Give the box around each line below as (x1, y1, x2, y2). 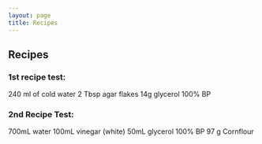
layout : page (8, 11, 51, 20)
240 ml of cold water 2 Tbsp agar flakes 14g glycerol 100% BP (8, 90, 211, 99)
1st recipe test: (8, 72, 66, 83)
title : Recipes (8, 19, 58, 27)
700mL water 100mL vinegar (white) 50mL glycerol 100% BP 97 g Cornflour (8, 127, 254, 136)
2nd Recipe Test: (8, 109, 74, 120)
